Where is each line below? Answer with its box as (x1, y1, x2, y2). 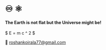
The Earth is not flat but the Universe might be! (5, 19, 102, 25)
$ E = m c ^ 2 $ (5, 30, 35, 36)
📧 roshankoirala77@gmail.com (5, 39, 66, 45)
